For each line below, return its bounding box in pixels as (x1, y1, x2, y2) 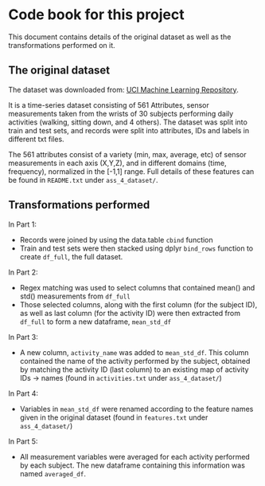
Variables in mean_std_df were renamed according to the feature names (19, 404, 254, 413)
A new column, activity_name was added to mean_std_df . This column (19, 347, 249, 357)
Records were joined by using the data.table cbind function (19, 235, 213, 244)
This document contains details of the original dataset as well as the (8, 32, 232, 41)
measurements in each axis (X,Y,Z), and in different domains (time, (8, 158, 227, 168)
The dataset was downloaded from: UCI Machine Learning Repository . (8, 85, 239, 94)
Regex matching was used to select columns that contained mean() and (19, 283, 255, 292)
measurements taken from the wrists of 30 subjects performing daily (8, 109, 234, 118)
